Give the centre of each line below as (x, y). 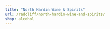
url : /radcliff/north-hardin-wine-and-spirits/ (55, 14)
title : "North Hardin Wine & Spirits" (45, 10)
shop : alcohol (20, 19)
